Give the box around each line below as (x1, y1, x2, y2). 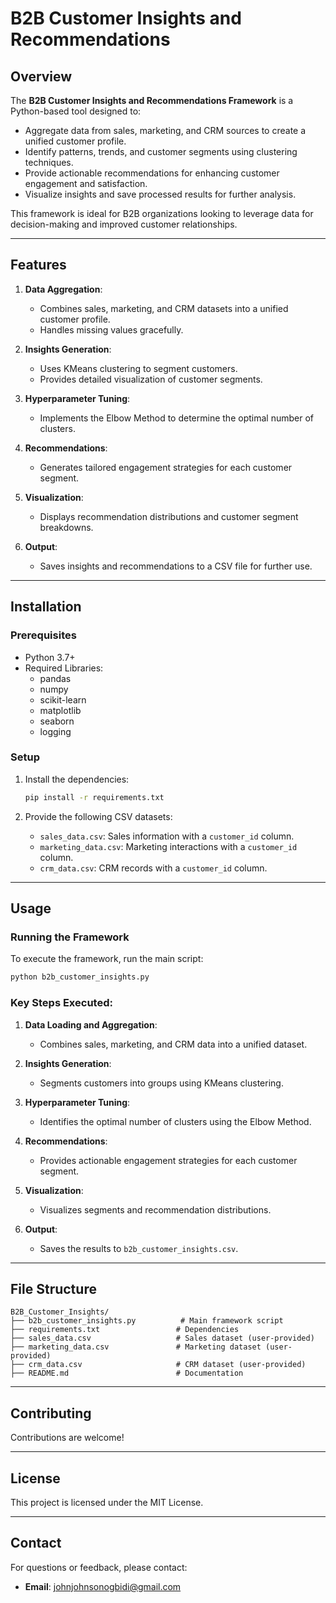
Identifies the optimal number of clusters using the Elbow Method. (39, 1115, 312, 1127)
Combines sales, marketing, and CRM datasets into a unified (39, 302, 289, 314)
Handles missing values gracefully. (39, 323, 184, 336)
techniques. (24, 157, 74, 168)
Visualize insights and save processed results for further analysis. (24, 188, 297, 200)
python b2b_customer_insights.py (10, 972, 150, 982)
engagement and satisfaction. (24, 178, 148, 189)
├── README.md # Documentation (10, 1368, 244, 1379)
